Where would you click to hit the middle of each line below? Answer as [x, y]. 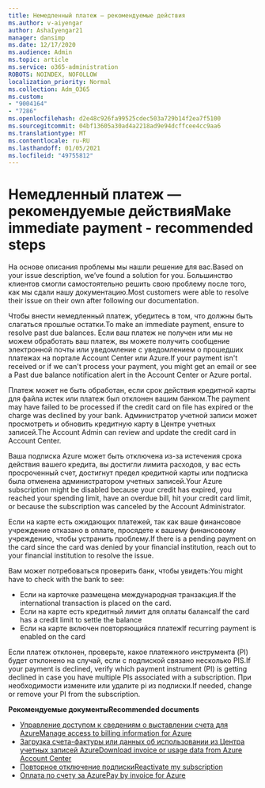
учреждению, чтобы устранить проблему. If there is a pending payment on [132, 539]
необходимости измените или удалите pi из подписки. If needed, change [130, 686]
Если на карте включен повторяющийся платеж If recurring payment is [138, 628]
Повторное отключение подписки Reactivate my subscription [121, 767]
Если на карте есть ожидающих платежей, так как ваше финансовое [125, 522]
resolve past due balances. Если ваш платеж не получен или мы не [121, 333]
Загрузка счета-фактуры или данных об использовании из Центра [132, 742]
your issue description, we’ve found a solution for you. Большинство [121, 276]
